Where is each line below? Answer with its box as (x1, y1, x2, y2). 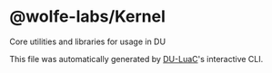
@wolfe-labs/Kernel (9, 6, 166, 27)
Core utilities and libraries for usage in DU (9, 36, 166, 47)
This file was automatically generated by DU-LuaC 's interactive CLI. (9, 53, 264, 64)
